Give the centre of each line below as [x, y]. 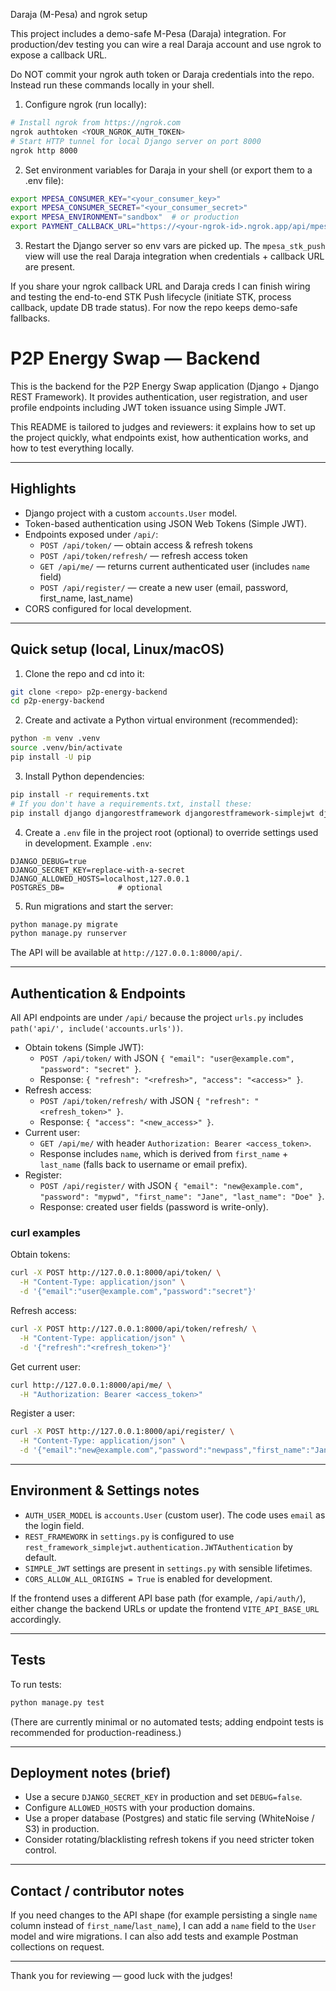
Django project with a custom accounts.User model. [131, 513]
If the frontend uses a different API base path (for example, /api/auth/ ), [158, 1598]
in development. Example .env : [88, 843]
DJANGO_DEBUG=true [48, 861]
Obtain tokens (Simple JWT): [84, 1048]
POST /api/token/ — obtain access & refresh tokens [146, 545]
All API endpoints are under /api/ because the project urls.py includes [157, 1018]
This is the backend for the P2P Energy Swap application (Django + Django [165, 386]
